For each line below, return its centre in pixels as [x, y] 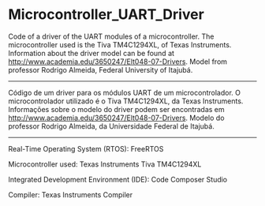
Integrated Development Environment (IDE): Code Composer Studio [118, 179]
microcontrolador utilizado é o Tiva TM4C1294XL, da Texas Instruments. [126, 101]
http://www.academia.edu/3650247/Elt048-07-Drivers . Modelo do [116, 118]
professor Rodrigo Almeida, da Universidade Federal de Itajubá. [111, 126]
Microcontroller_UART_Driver [106, 15]
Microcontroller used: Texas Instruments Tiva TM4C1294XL [105, 164]
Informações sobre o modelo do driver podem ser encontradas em [116, 109]
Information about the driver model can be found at [91, 53]
